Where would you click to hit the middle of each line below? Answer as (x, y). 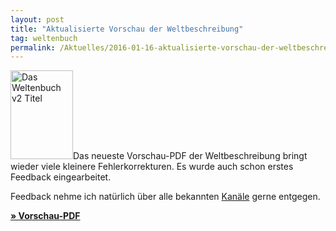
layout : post (37, 19)
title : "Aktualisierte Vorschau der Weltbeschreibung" (127, 29)
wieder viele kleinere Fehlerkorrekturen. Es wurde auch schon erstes (152, 167)
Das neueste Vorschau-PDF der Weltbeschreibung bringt (190, 156)
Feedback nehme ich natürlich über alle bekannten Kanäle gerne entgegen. (165, 197)
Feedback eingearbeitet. (61, 177)
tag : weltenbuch (44, 38)
